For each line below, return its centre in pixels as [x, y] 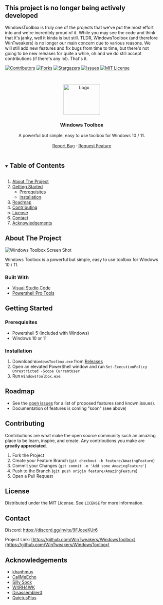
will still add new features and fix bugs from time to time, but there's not [77, 48]
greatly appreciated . [26, 445]
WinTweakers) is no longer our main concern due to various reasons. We [78, 43]
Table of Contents [37, 165]
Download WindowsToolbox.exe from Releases [57, 362]
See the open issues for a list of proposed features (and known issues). [84, 403]
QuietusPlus [24, 598]
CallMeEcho [24, 577]
